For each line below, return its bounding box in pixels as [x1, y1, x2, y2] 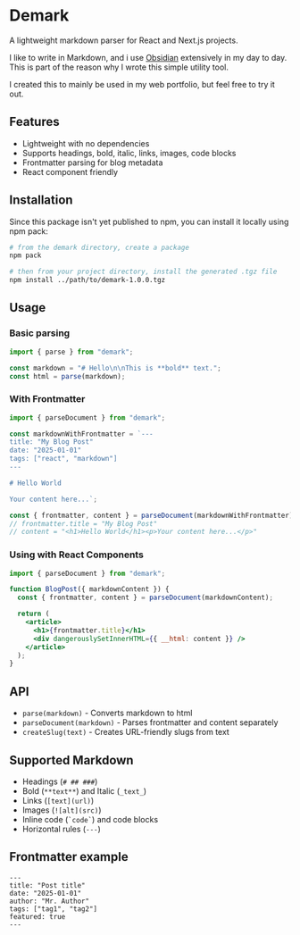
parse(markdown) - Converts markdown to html [21, 707, 193, 719]
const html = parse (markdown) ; [9, 371, 126, 380]
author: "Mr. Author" [9, 897, 90, 906]
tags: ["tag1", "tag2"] [9, 904, 98, 914]
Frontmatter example [9, 849, 129, 864]
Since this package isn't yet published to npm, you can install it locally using [9, 216, 289, 227]
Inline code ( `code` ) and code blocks [21, 814, 159, 824]
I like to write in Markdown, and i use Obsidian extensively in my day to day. [9, 52, 287, 63]
